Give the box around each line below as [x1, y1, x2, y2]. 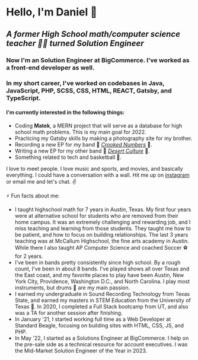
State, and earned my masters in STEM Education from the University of [14, 297, 191, 304]
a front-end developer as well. [6, 63, 95, 72]
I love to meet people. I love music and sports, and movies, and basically [6, 165, 183, 172]
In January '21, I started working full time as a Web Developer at [14, 316, 171, 323]
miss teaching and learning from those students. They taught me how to [14, 225, 191, 232]
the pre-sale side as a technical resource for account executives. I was [14, 340, 188, 348]
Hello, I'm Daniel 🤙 [6, 5, 98, 19]
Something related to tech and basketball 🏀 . [14, 154, 122, 161]
